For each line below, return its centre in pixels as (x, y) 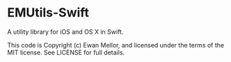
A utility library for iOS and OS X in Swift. (65, 32)
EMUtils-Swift (48, 13)
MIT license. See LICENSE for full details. (66, 52)
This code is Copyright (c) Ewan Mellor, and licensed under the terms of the (116, 45)
